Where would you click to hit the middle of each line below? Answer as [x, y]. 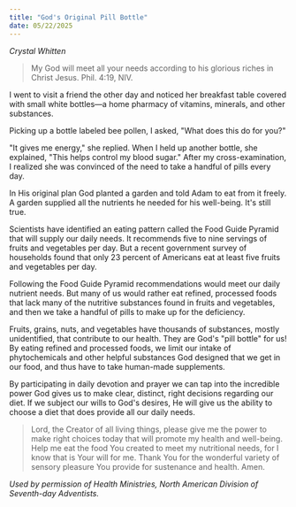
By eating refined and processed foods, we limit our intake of [120, 348]
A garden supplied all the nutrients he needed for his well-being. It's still [140, 202]
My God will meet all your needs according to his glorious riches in [152, 68]
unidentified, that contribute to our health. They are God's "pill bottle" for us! [148, 338]
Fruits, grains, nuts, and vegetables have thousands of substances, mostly [144, 329]
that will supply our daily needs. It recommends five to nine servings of [138, 238]
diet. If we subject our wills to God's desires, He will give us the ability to [141, 403]
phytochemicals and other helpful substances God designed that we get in [145, 357]
